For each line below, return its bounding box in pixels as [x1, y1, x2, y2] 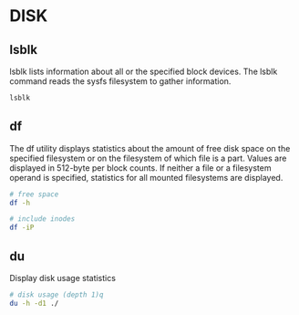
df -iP [9, 223, 35, 233]
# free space [9, 189, 59, 199]
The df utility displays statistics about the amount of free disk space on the [9, 142, 291, 153]
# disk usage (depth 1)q [9, 290, 104, 299]
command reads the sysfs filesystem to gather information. [9, 76, 232, 87]
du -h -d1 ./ [9, 299, 59, 308]
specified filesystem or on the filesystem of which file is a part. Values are [9, 152, 287, 163]
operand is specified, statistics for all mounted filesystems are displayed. [9, 172, 284, 183]
